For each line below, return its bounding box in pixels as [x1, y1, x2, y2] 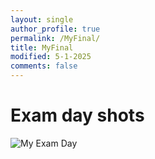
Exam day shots [10, 104, 145, 127]
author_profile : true [10, 24, 101, 34]
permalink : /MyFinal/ [10, 33, 101, 43]
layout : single [10, 14, 74, 25]
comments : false [10, 61, 78, 71]
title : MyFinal [10, 42, 74, 53]
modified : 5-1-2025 [10, 52, 92, 62]
